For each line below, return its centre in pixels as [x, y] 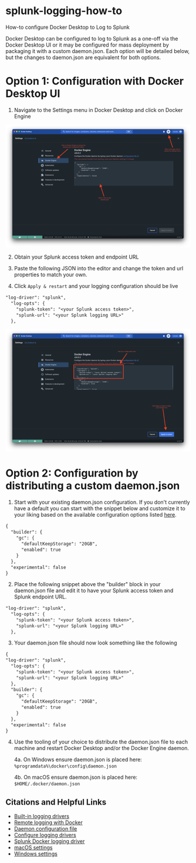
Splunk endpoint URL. [40, 597]
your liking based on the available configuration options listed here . [95, 515]
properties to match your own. [50, 275]
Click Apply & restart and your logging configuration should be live [96, 286]
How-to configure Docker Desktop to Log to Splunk [67, 27]
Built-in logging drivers [42, 816]
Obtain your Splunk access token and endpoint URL [76, 257]
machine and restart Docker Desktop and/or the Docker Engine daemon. [101, 748]
